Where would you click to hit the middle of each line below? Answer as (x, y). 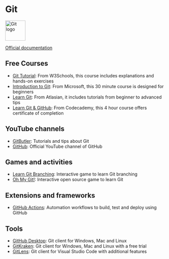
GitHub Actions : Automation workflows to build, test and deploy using (84, 208)
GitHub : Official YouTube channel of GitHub (57, 146)
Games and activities (39, 162)
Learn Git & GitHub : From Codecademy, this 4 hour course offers (80, 108)
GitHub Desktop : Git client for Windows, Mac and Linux (70, 241)
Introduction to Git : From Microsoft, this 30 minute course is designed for (88, 86)
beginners (23, 92)
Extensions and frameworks (50, 195)
